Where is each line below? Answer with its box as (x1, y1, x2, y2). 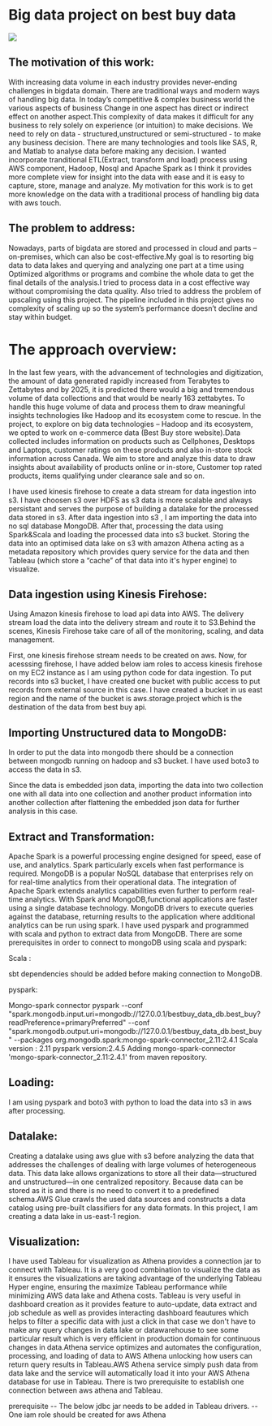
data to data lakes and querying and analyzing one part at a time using (8, 260, 244, 269)
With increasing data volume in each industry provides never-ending (8, 77, 238, 87)
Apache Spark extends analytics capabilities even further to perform (8, 885, 238, 895)
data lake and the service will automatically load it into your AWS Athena (8, 1368, 250, 1378)
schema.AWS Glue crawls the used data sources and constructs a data (8, 1194, 246, 1204)
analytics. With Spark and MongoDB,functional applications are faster (24, 894, 258, 904)
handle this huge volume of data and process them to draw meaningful (8, 402, 246, 411)
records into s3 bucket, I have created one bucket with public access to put (8, 676, 261, 687)
